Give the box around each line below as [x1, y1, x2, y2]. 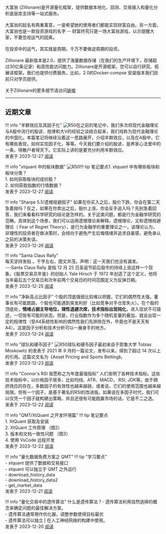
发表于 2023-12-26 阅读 [5, 242, 54, 248]
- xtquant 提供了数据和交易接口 [5, 460, 69, 466]
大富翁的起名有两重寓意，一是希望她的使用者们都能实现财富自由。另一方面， [5, 22, 161, 28]
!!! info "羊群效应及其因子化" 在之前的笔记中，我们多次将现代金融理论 [5, 122, 159, 128]
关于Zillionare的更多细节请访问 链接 [5, 87, 76, 93]
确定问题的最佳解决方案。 [13, 505, 66, 511]
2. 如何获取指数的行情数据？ [5, 182, 63, 188]
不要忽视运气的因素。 [13, 34, 57, 40]
